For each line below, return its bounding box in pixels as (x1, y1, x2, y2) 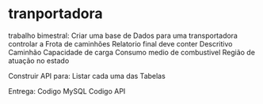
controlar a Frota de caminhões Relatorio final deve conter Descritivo (8, 39, 233, 48)
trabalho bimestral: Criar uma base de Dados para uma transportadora (8, 31, 238, 40)
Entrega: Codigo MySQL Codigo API (8, 86, 126, 95)
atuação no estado (8, 56, 70, 65)
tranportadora (8, 5, 103, 23)
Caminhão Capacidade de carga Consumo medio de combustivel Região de (8, 47, 256, 57)
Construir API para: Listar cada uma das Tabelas (8, 71, 166, 80)
